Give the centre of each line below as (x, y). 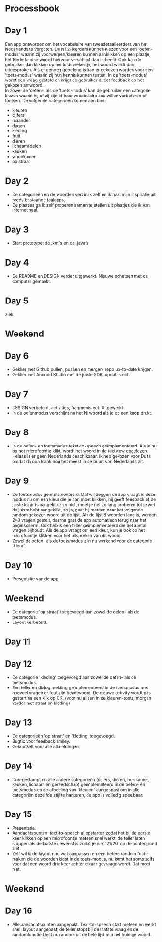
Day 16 (19, 911)
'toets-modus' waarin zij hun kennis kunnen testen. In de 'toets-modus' (76, 75)
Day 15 (19, 814)
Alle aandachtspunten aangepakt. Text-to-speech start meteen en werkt (84, 924)
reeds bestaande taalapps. (38, 200)
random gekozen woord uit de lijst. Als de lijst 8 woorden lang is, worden (84, 515)
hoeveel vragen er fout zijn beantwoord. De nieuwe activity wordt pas (81, 693)
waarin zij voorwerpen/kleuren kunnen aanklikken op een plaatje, (86, 54)
